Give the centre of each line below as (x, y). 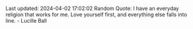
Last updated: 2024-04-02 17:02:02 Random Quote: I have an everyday (92, 8)
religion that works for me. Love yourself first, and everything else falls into (96, 14)
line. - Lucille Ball (26, 21)
